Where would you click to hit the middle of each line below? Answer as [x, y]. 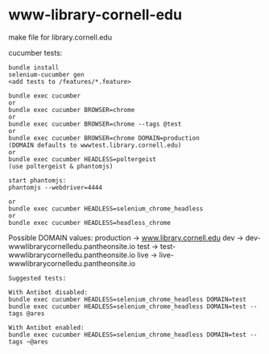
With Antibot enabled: [46, 327]
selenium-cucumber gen [46, 74]
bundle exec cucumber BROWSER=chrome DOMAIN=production [104, 138]
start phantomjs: [37, 180]
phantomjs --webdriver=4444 [56, 187]
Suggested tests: [37, 278]
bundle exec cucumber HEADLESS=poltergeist [83, 159]
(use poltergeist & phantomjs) [61, 166]
